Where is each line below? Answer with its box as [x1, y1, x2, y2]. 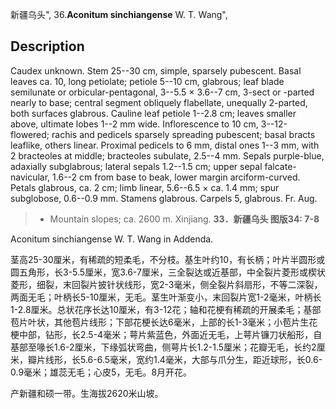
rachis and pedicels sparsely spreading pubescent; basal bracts [51, 128, 316, 140]
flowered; [10, 128, 50, 140]
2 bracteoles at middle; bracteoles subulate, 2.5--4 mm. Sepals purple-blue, [10, 149, 325, 162]
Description [10, 38, 85, 55]
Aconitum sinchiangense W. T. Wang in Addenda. [10, 233, 214, 245]
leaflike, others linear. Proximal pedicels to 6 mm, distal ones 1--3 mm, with [10, 139, 320, 151]
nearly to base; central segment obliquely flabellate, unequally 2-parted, [10, 96, 308, 108]
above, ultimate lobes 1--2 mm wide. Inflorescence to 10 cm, [10, 118, 259, 130]
